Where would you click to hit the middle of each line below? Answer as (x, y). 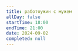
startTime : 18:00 (27, 22)
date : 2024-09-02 (27, 33)
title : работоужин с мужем (39, 11)
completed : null (26, 39)
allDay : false (23, 17)
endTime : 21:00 (25, 28)
